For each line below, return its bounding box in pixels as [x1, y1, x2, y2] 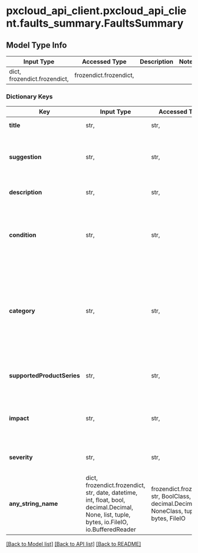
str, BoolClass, [151, 492, 192, 501]
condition [9, 231, 37, 239]
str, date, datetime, [85, 489, 138, 497]
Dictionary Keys [6, 92, 53, 101]
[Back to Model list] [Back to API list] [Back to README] [6, 541, 141, 548]
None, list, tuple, [85, 511, 131, 519]
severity [9, 453, 33, 462]
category [9, 307, 35, 315]
